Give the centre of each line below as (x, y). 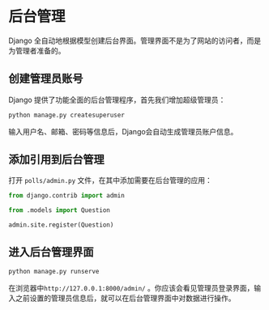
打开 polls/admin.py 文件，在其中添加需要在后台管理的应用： (111, 180)
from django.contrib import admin (67, 196)
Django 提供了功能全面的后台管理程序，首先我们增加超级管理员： (117, 100)
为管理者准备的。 (37, 50)
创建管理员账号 (46, 79)
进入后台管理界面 (51, 252)
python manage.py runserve (54, 271)
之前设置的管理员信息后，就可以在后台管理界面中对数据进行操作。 (125, 298)
